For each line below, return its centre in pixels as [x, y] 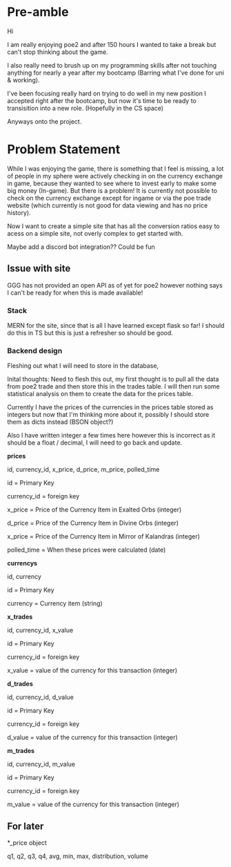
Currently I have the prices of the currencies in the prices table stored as [110, 407]
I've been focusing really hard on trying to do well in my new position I [107, 93]
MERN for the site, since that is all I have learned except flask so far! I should [116, 325]
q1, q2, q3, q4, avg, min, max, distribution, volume [78, 856]
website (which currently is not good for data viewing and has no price [108, 205]
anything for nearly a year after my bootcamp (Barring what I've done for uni [115, 73]
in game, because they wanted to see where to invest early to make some [112, 183]
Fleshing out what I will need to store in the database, [83, 366]
